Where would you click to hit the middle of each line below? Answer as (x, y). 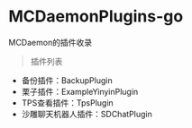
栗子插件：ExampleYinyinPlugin (80, 91)
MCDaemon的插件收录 (50, 42)
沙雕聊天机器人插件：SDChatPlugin (87, 114)
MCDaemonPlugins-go (96, 17)
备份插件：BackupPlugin (67, 80)
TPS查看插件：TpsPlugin (67, 102)
